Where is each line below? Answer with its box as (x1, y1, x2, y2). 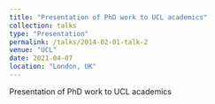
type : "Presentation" (9, 29, 89, 38)
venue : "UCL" (9, 46, 58, 55)
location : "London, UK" (9, 63, 97, 71)
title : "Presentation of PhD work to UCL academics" (9, 12, 208, 22)
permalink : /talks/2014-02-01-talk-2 (9, 37, 149, 47)
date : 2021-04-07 (9, 54, 73, 63)
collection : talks (9, 21, 77, 30)
